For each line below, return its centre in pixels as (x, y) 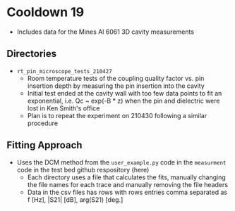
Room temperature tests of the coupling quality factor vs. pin (116, 78)
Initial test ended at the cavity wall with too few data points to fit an (125, 93)
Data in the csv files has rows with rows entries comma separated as (127, 192)
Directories (32, 54)
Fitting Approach (44, 145)
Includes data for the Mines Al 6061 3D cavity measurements (106, 32)
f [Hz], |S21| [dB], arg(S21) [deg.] (75, 199)
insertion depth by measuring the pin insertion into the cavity (116, 86)
